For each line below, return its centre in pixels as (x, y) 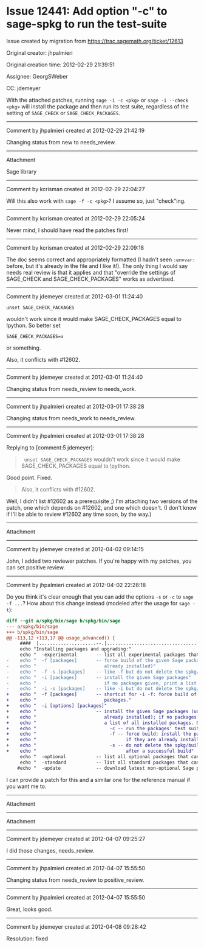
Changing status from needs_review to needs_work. (71, 389)
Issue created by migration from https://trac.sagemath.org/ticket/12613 (95, 41)
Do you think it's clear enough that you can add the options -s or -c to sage (100, 597)
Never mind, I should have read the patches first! (67, 230)
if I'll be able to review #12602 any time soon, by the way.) (79, 514)
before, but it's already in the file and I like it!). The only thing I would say (97, 266)
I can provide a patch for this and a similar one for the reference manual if (98, 780)
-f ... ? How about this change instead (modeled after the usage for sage (98, 603)
